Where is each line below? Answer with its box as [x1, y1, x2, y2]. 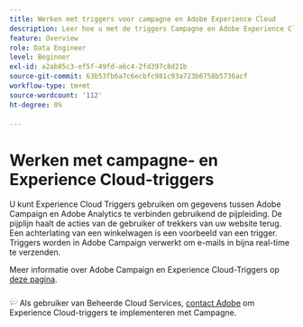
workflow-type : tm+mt [9, 81, 91, 90]
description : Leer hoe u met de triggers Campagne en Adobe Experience [9, 23, 284, 33]
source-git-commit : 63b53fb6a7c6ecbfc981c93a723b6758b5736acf [9, 72, 248, 81]
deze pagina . [9, 274, 58, 285]
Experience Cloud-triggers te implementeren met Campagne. [9, 307, 237, 318]
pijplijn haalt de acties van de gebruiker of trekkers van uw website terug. [9, 218, 282, 229]
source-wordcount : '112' [9, 90, 103, 99]
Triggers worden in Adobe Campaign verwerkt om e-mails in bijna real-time [9, 238, 290, 248]
